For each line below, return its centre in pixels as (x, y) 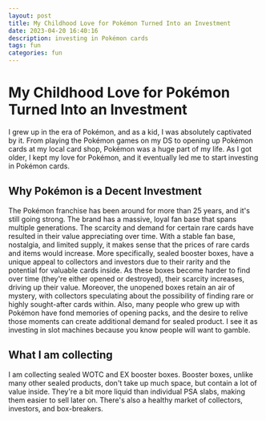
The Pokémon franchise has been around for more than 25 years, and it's (129, 210)
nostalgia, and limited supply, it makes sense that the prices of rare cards (129, 245)
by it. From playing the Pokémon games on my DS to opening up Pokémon (131, 140)
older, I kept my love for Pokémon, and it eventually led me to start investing (133, 157)
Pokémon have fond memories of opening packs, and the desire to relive (128, 313)
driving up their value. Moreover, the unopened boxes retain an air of (122, 287)
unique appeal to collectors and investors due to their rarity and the (119, 261)
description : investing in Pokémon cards (79, 38)
